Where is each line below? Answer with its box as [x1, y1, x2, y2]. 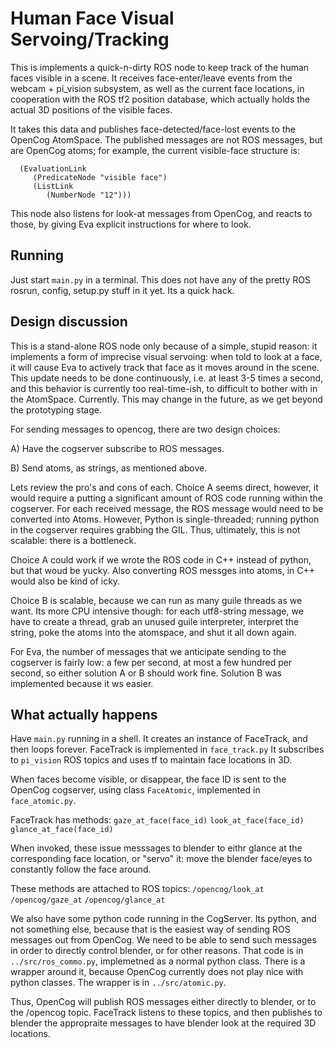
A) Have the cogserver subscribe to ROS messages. [10, 442, 225, 454]
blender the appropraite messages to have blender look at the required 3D [10, 1017, 317, 1029]
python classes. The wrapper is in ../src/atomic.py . [10, 977, 227, 989]
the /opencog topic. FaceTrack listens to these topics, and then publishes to [10, 1007, 323, 1019]
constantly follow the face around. [10, 863, 152, 876]
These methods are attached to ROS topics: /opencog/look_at [10, 883, 265, 895]
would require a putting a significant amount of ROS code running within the [10, 492, 323, 504]
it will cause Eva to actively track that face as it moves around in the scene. [10, 361, 320, 373]
